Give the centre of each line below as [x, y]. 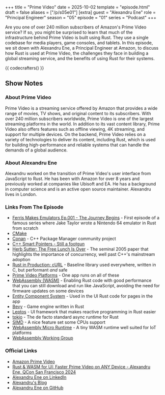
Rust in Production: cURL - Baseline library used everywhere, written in [84, 265]
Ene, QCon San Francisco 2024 [44, 372]
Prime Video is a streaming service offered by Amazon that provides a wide [82, 108]
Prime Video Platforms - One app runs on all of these [66, 275]
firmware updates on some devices [48, 291]
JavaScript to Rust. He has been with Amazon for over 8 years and [72, 179]
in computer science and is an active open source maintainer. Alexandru [78, 189]
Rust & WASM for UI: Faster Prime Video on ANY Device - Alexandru [81, 366]
